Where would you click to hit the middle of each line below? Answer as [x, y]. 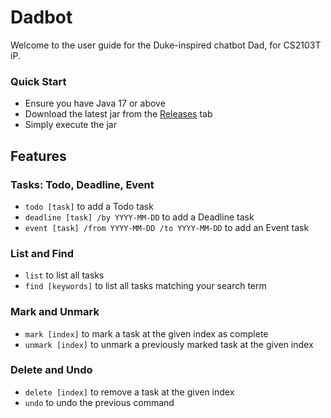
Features [38, 156]
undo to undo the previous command [99, 402]
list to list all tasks [64, 275]
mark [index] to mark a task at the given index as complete [146, 333]
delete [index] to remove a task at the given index [129, 392]
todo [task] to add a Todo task [89, 206]
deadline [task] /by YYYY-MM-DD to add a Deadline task [139, 217]
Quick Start [38, 81]
